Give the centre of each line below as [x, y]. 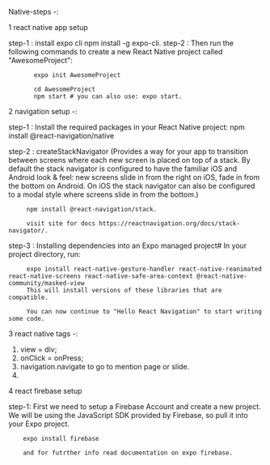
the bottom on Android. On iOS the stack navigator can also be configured [132, 186]
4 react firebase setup [45, 391]
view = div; [38, 349]
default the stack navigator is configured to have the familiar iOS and [123, 169]
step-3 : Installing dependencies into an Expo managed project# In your [128, 245]
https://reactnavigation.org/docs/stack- [169, 224]
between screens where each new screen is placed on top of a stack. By [129, 160]
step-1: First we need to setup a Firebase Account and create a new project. [135, 407]
